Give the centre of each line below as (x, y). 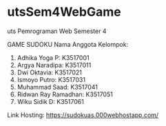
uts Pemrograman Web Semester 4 (57, 31)
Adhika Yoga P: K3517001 (53, 57)
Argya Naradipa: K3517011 (54, 65)
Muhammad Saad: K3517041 (58, 87)
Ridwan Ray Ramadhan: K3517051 (65, 94)
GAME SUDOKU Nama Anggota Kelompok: (68, 44)
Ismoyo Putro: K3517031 (51, 79)
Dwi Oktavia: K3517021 (50, 72)
